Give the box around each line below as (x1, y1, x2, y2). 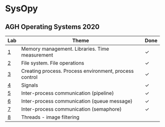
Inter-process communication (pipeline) (21, 90, 114, 96)
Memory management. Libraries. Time (21, 45, 110, 52)
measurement (21, 52, 53, 58)
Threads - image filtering (21, 114, 80, 121)
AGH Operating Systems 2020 (5, 23, 100, 31)
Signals (21, 82, 38, 89)
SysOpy (5, 3, 38, 14)
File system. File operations (21, 60, 84, 66)
